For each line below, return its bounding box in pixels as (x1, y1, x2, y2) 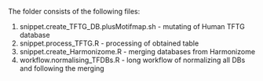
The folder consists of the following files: (8, 7, 141, 16)
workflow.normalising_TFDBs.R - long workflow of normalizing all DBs (19, 55, 246, 64)
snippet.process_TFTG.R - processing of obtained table (19, 39, 199, 48)
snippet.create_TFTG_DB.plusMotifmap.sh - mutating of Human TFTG (19, 22, 245, 31)
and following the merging (19, 64, 104, 73)
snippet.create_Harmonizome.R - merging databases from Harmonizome (19, 47, 256, 56)
